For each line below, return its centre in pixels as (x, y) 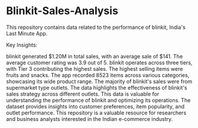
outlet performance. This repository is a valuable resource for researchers (96, 113)
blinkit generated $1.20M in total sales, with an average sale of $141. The (95, 56)
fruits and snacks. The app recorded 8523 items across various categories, (98, 75)
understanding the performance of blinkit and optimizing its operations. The (98, 100)
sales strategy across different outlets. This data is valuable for (83, 94)
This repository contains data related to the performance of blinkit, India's (96, 27)
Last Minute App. (27, 33)
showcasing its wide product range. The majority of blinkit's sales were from (99, 81)
